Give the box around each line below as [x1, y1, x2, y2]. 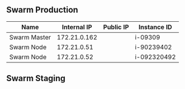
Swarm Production [6, 5, 79, 15]
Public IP [103, 22, 129, 31]
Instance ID [138, 22, 172, 31]
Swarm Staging [6, 73, 66, 84]
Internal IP [61, 22, 92, 31]
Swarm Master [9, 33, 52, 41]
